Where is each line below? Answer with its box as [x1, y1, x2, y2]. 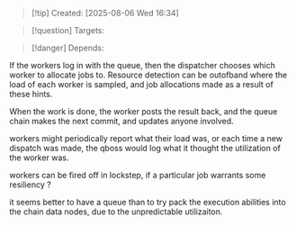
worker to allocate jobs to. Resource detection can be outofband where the [9, 69, 288, 80]
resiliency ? [9, 179, 51, 190]
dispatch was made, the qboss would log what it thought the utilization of [9, 143, 282, 153]
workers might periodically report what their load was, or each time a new [9, 133, 283, 143]
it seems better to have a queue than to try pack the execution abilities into [9, 197, 286, 207]
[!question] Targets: [31, 25, 105, 35]
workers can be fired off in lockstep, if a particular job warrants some [9, 170, 266, 180]
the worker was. [9, 152, 69, 163]
